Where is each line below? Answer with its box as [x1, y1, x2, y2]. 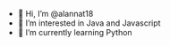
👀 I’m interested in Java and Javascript [17, 18, 161, 28]
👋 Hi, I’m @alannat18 [17, 9, 94, 19]
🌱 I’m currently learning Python [17, 27, 132, 37]
